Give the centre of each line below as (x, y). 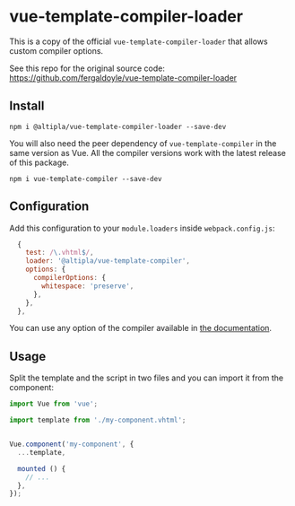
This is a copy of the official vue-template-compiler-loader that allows (139, 41)
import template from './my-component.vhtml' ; (98, 420)
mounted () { (42, 468)
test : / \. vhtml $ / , (60, 253)
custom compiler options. (56, 50)
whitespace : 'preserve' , (88, 286)
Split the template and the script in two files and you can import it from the (147, 378)
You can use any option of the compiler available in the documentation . (140, 328)
